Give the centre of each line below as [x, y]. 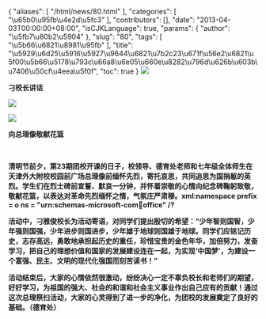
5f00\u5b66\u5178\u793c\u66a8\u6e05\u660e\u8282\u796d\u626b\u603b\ [133, 62]
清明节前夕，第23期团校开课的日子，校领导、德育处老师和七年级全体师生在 [131, 166]
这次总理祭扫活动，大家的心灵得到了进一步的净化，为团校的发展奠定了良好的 [133, 297]
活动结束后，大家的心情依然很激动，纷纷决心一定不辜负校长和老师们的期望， [133, 277]
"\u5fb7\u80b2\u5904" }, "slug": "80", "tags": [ [85, 36]
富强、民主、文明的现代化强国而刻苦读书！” [86, 261]
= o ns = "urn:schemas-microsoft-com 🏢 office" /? [91, 205]
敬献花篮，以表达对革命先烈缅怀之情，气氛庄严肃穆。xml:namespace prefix [133, 196]
